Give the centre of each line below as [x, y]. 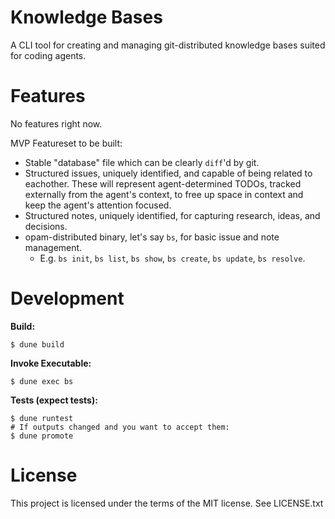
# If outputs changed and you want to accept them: [120, 427]
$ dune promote [42, 436]
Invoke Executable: [51, 363]
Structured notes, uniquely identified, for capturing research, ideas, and [172, 215]
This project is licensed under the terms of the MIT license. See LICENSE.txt [167, 503]
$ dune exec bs [42, 381]
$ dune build [37, 344]
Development [67, 298]
